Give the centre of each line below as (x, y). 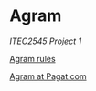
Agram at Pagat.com (48, 76)
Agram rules (33, 58)
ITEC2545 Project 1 (46, 41)
